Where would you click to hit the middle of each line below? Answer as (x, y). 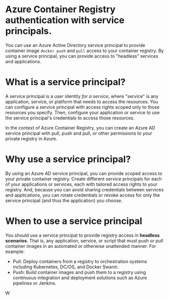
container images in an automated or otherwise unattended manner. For (81, 246)
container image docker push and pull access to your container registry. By (85, 51)
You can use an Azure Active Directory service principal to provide (75, 45)
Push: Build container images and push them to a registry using (79, 272)
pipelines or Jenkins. (34, 283)
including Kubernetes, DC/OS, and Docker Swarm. (66, 267)
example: (15, 252)
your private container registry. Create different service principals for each (84, 179)
